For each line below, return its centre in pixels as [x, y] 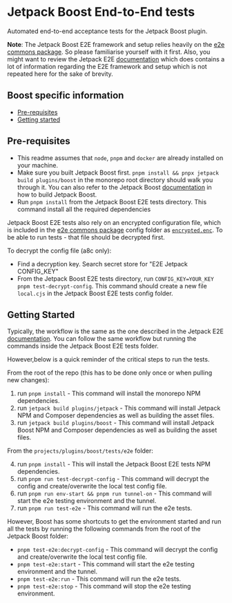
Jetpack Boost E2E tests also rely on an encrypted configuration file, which [114, 222]
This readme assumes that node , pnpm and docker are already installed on [120, 158]
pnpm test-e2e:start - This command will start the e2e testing [106, 564]
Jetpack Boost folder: [38, 536]
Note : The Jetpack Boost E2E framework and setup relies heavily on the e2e [116, 44]
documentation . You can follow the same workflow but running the [102, 339]
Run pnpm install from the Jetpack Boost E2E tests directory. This [112, 201]
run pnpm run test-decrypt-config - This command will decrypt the [113, 479]
